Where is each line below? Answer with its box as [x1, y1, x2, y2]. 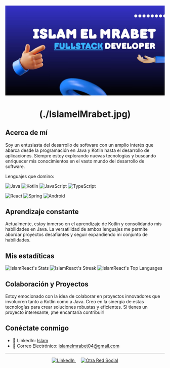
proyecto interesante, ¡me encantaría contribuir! [5, 309, 105, 315]
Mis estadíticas [5, 252, 55, 260]
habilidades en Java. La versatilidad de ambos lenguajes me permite [5, 226, 148, 232]
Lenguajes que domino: [5, 173, 55, 179]
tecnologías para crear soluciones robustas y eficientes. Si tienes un [5, 304, 148, 310]
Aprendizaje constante [5, 207, 79, 216]
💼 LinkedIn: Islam [12, 337, 49, 343]
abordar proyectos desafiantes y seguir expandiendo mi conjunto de [5, 231, 148, 238]
